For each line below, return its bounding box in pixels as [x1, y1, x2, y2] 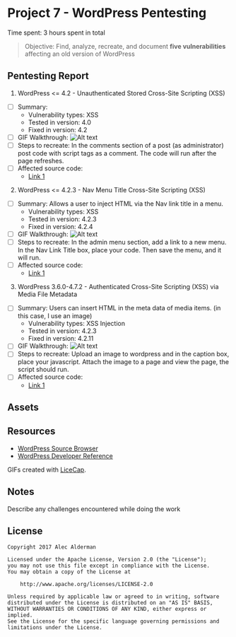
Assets [7, 401, 39, 413]
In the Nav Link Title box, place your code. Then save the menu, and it [17, 246, 222, 255]
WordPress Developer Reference [17, 451, 113, 460]
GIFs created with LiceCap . [7, 465, 86, 474]
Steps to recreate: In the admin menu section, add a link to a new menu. [17, 238, 227, 247]
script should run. [17, 366, 69, 374]
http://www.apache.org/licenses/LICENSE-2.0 [20, 581, 153, 588]
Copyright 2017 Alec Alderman [7, 544, 97, 551]
